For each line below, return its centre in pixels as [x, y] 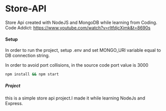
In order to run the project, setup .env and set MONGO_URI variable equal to [83, 50]
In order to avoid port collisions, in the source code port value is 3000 [77, 65]
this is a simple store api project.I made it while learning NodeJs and [75, 98]
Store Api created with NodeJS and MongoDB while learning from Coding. [81, 22]
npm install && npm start [32, 74]
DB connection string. [27, 56]
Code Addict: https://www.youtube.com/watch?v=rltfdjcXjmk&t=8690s [78, 27]
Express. [14, 103]
